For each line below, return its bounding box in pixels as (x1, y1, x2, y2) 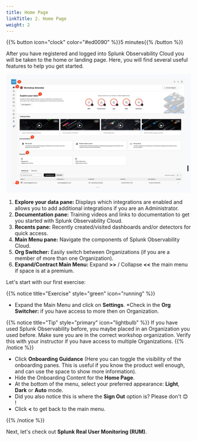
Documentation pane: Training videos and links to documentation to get (14, 211, 190, 218)
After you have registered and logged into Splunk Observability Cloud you (6, 50, 185, 57)
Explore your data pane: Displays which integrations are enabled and (14, 198, 183, 205)
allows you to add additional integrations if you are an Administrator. (14, 205, 179, 212)
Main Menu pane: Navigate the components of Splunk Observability (14, 236, 180, 243)
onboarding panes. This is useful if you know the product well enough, (14, 362, 185, 369)
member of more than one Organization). (14, 255, 114, 262)
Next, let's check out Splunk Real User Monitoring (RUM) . (6, 428, 147, 435)
